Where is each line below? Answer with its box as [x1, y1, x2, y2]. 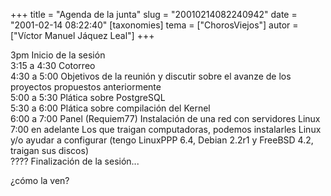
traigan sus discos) [10, 145, 89, 156]
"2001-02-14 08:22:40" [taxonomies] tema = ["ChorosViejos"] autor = [10, 19, 299, 31]
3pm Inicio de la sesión [10, 49, 106, 61]
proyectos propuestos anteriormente [10, 81, 162, 93]
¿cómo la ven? [10, 175, 70, 186]
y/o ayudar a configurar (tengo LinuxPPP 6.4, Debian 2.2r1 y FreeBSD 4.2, [10, 134, 314, 146]
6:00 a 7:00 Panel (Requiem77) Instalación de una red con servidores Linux [10, 113, 321, 124]
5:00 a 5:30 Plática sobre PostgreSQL [10, 92, 166, 103]
